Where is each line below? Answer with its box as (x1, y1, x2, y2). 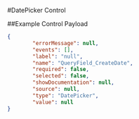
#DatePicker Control (7, 6, 66, 14)
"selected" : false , (32, 73, 90, 80)
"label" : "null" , (32, 53, 83, 60)
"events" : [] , (32, 46, 74, 54)
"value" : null (32, 99, 74, 106)
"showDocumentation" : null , (32, 79, 114, 87)
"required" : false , (32, 66, 90, 73)
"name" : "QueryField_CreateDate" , (32, 59, 133, 66)
